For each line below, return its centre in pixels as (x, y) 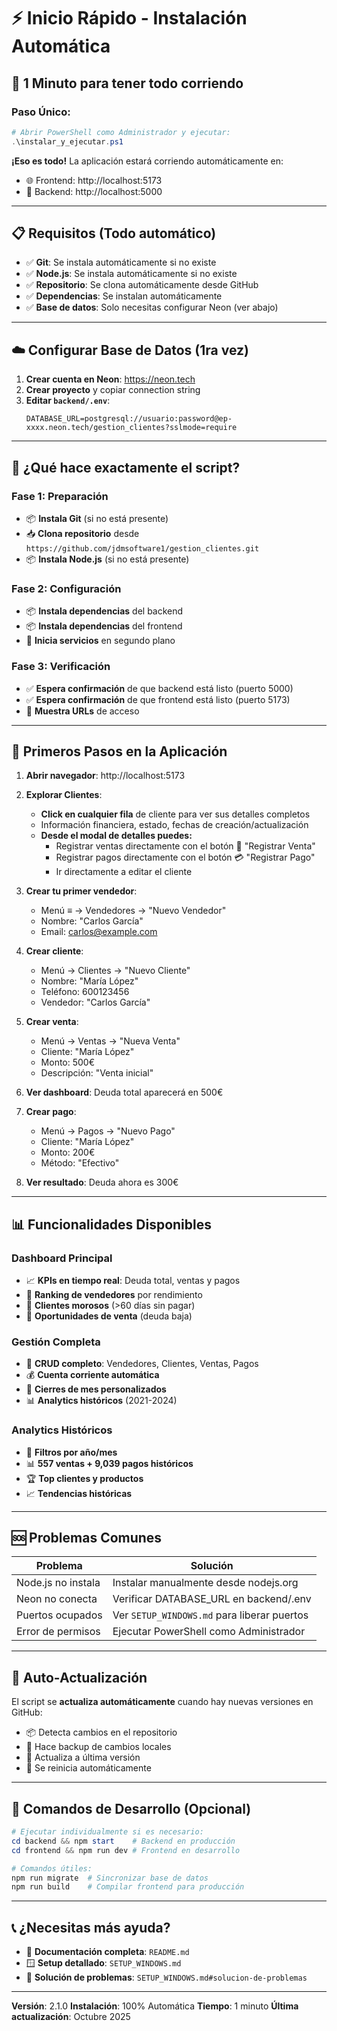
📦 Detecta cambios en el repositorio (101, 1732)
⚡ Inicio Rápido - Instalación (129, 18)
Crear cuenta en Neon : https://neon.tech (110, 379)
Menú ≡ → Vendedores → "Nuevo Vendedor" (133, 911)
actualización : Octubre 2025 (71, 2017)
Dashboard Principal (62, 1258)
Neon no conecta (57, 1599)
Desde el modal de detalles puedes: (116, 836)
